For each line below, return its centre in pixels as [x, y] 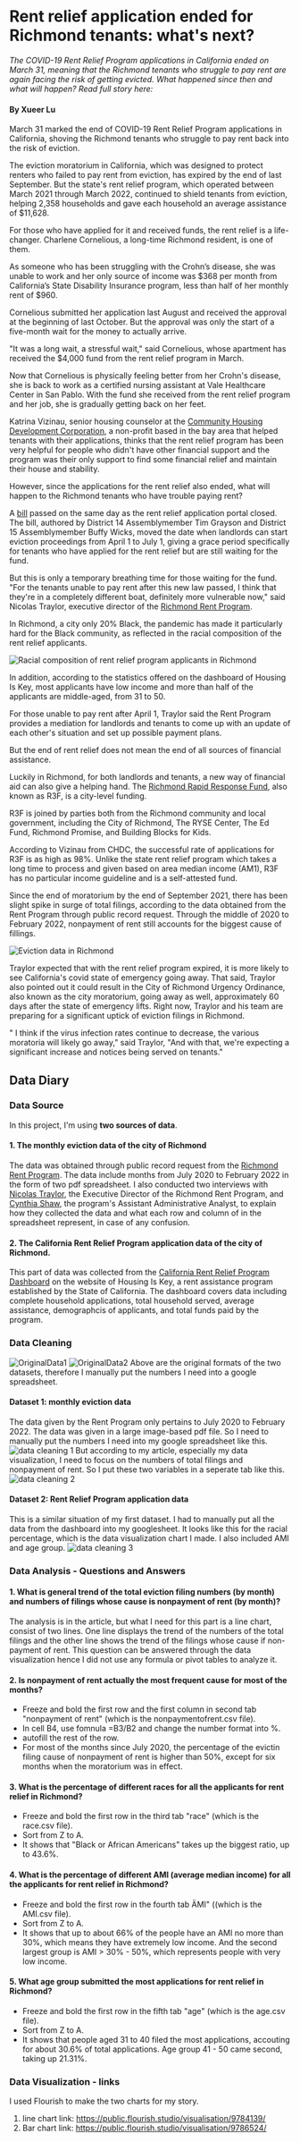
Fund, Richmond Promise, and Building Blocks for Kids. [110, 833]
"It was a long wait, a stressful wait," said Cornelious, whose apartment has [148, 349]
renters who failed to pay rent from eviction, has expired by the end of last [146, 175]
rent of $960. [33, 295]
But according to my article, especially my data [162, 1450]
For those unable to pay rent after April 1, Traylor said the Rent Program [140, 714]
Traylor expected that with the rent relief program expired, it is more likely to [149, 969]
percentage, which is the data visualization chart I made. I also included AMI [150, 1538]
